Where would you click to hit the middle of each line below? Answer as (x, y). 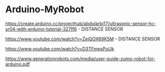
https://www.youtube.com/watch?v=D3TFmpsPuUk (60, 49)
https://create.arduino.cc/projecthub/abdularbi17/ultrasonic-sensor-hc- (81, 23)
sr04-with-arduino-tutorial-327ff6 (41, 29)
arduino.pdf (18, 64)
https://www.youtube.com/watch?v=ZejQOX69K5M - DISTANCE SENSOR (83, 39)
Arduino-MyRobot (45, 9)
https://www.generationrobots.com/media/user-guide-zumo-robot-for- (80, 58)
